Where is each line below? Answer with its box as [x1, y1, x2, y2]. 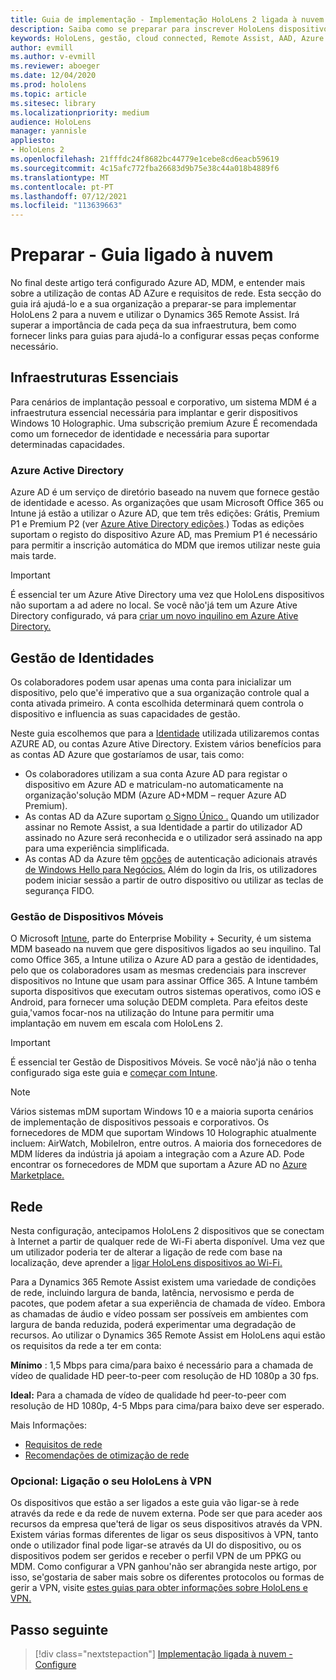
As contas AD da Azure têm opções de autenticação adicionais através [24, 852, 318, 865]
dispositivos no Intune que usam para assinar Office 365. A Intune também [10, 975, 318, 987]
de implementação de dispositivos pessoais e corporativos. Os [10, 1116, 270, 1128]
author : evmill [10, 42, 74, 53]
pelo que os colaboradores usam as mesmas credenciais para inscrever [10, 964, 307, 976]
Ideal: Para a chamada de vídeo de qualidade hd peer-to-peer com [10, 1389, 287, 1401]
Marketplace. [10, 1169, 65, 1181]
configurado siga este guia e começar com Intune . [10, 1067, 218, 1079]
